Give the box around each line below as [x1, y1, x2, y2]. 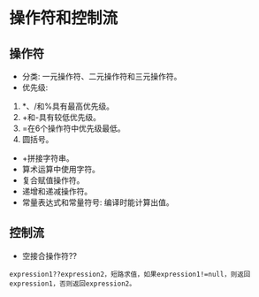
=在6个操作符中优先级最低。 [21, 123, 126, 133]
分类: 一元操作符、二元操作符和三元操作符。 [21, 72, 182, 81]
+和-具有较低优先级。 [21, 112, 102, 122]
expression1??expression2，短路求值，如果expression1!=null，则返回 [9, 270, 251, 278]
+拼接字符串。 [21, 153, 75, 164]
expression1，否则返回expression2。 [9, 279, 136, 288]
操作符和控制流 [9, 8, 118, 28]
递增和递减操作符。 [21, 187, 93, 196]
